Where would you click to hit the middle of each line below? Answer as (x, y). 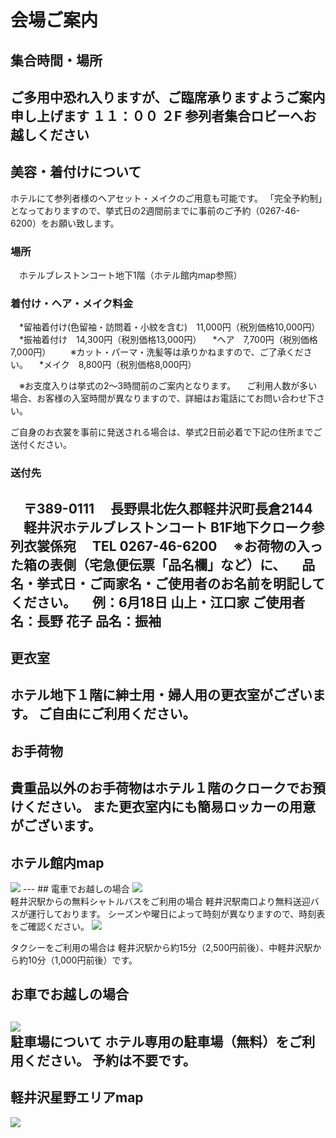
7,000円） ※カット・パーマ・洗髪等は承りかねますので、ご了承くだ (157, 352)
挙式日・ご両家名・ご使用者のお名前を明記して (181, 583)
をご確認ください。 (50, 927)
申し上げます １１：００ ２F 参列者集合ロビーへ (157, 116)
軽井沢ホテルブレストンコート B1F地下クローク (167, 527)
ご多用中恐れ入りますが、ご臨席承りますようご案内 (168, 97)
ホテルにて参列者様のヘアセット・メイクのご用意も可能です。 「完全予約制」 (166, 198)
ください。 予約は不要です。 (110, 1060)
